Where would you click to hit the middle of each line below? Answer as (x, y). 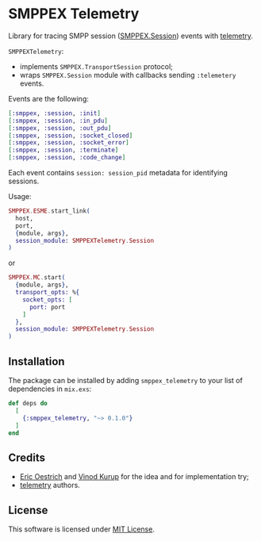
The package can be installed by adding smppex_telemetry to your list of (126, 380)
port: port (47, 307)
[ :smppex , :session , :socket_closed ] (71, 136)
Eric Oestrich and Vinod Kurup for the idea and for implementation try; (134, 477)
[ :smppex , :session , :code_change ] (67, 158)
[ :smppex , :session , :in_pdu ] (58, 121)
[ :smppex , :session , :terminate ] (63, 150)
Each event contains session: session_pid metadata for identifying (118, 173)
